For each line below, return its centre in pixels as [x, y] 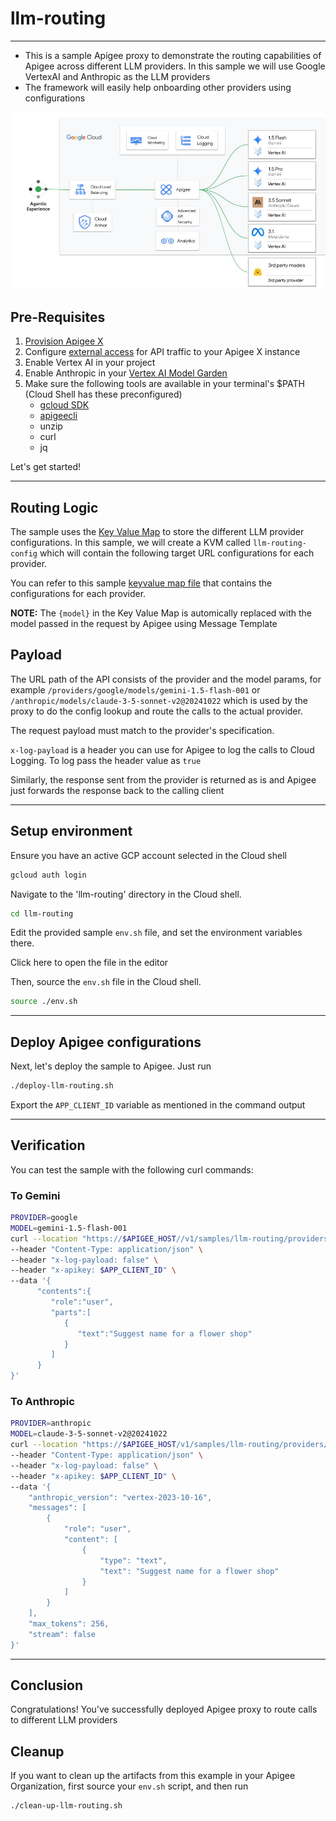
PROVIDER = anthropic [51, 1423]
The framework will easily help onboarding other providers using [158, 87]
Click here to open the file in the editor [89, 963]
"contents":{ [64, 1292]
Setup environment [71, 831]
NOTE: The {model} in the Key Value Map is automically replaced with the [161, 613]
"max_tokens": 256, [69, 1624]
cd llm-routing [42, 913]
